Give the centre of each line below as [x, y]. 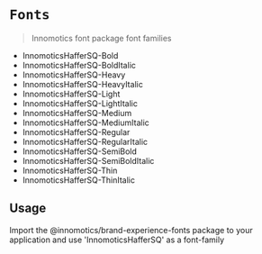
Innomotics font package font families [101, 38]
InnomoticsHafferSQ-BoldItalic [79, 65]
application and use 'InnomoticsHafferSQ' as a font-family [117, 240]
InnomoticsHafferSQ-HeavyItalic [83, 84]
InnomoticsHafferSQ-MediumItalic [86, 122]
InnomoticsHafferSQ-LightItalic [80, 103]
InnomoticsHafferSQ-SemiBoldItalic [88, 160]
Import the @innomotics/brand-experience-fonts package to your [131, 230]
